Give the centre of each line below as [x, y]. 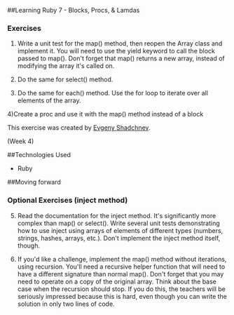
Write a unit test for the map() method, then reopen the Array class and [120, 43]
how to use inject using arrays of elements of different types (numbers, [120, 230]
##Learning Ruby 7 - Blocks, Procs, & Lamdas [74, 10]
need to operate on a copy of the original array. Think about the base [117, 281]
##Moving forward [34, 182]
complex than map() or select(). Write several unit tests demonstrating [119, 223]
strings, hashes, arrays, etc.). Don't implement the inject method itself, [119, 238]
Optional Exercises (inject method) [68, 201]
